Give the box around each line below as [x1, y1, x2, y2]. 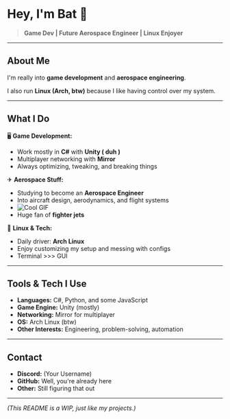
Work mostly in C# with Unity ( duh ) [16, 147, 121, 156]
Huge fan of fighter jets [16, 211, 85, 219]
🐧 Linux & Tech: [7, 224, 53, 232]
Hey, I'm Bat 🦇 [7, 6, 88, 22]
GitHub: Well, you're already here [16, 377, 112, 385]
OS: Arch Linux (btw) [16, 318, 77, 326]
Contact [7, 351, 42, 363]
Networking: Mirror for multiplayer [16, 311, 115, 319]
